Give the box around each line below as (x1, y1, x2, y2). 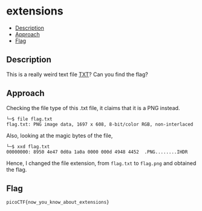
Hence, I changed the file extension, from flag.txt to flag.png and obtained (6, 159, 197, 167)
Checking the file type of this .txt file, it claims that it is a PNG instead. (6, 104, 180, 111)
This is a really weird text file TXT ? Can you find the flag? (6, 71, 148, 78)
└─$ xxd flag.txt (6, 143, 50, 149)
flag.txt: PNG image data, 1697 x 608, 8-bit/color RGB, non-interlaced (6, 121, 194, 128)
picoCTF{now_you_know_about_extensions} (6, 200, 110, 206)
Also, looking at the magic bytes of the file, (6, 132, 113, 139)
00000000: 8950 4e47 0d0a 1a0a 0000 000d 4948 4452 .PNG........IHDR (6, 149, 188, 155)
